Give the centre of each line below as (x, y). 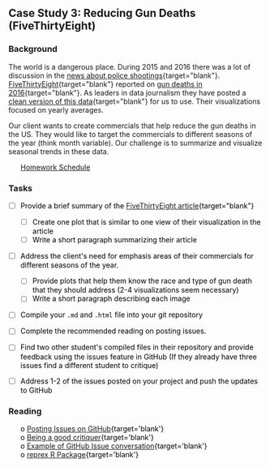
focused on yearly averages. (56, 109)
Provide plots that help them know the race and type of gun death (142, 281)
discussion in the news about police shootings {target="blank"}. (114, 75)
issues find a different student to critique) (89, 365)
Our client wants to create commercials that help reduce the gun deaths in (133, 126)
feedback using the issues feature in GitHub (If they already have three (138, 357)
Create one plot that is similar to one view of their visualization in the (146, 222)
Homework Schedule (55, 167)
